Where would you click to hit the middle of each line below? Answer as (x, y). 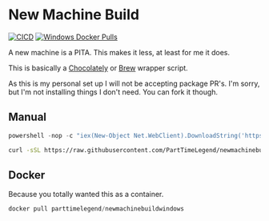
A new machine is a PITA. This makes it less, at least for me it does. (119, 52)
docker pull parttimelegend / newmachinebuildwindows (96, 209)
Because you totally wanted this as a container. (86, 195)
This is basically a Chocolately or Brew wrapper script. (98, 68)
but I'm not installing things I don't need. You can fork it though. (113, 92)
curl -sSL (25, 150)
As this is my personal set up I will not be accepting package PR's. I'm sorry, (134, 83)
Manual (27, 117)
